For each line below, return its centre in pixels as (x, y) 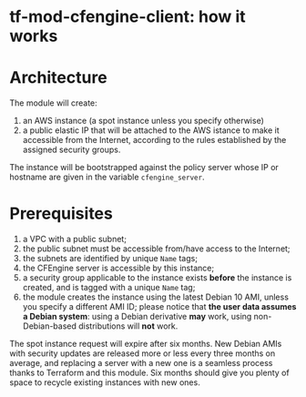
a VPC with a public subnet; (75, 239)
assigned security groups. (71, 150)
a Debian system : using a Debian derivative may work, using (137, 317)
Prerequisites (61, 214)
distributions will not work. (128, 326)
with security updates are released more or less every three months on (143, 353)
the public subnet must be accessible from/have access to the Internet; (156, 249)
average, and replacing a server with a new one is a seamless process (141, 363)
